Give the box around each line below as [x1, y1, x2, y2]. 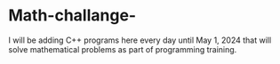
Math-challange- [8, 5, 137, 26]
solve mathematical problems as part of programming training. [8, 44, 237, 54]
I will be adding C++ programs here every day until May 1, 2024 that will [8, 35, 272, 45]
